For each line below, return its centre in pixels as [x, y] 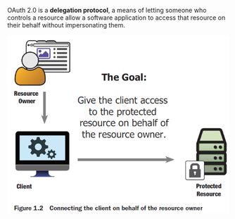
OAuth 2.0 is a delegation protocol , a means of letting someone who [107, 10]
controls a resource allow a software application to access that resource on [116, 18]
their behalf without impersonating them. [66, 25]
